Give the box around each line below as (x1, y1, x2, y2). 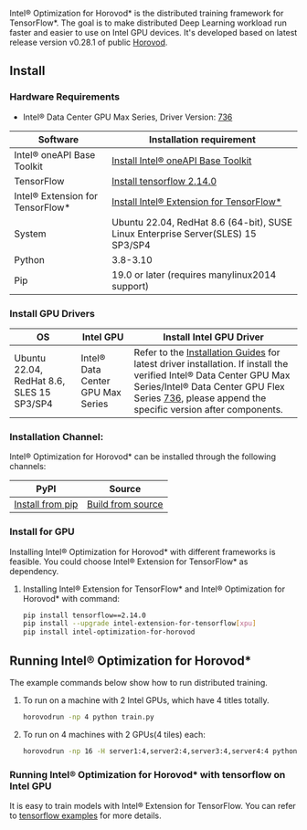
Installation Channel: (9, 430, 104, 443)
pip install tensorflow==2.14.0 (22, 611, 146, 620)
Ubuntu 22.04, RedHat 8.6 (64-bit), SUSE (111, 215, 293, 228)
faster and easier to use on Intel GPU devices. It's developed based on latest (9, 27, 298, 37)
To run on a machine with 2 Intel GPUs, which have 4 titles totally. (22, 695, 270, 706)
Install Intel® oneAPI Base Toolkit (111, 154, 252, 167)
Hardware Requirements (9, 90, 121, 103)
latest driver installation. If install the (133, 357, 289, 370)
